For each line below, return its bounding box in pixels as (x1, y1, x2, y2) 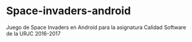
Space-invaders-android (6, 4, 131, 18)
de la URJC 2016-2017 (6, 30, 61, 37)
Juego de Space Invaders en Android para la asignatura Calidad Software (6, 24, 187, 31)
